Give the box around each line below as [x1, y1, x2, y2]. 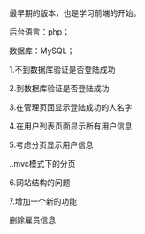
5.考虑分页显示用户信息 [9, 140, 94, 150]
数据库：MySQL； [9, 45, 75, 56]
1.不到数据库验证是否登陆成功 [9, 65, 116, 74]
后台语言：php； [9, 27, 71, 37]
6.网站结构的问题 [9, 177, 71, 188]
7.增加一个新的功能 [9, 196, 78, 207]
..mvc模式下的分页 [9, 159, 76, 168]
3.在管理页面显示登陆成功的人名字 [9, 102, 133, 113]
